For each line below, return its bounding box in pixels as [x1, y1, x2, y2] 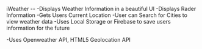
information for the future [6, 24, 70, 31]
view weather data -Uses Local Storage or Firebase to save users [6, 18, 171, 25]
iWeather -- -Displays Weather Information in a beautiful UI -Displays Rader [6, 5, 197, 12]
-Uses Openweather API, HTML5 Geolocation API [6, 36, 131, 43]
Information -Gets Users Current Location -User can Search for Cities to [6, 11, 188, 19]
